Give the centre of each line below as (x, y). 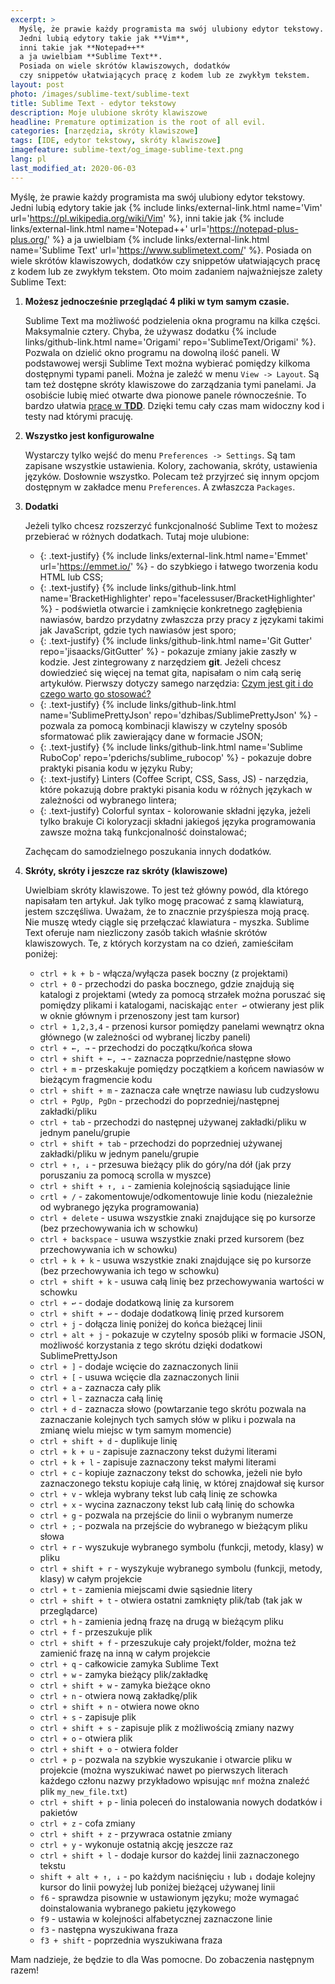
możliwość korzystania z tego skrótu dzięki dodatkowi (151, 1345)
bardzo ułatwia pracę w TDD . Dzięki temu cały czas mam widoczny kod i (174, 405)
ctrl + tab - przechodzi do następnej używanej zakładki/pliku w (173, 1122)
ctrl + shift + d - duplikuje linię (108, 1440)
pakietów (58, 1812)
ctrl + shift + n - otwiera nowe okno (119, 1706)
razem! (25, 1970)
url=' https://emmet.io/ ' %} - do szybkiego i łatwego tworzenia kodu (178, 566)
